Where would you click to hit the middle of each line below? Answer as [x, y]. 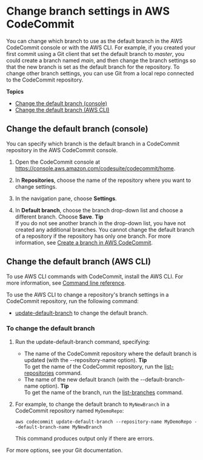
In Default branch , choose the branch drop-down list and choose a [99, 210]
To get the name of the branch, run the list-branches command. [104, 392]
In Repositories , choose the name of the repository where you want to [103, 180]
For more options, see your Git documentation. [65, 450]
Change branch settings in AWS [88, 11]
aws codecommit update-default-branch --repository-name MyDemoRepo [103, 422]
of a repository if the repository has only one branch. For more [93, 236]
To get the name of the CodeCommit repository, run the [93, 366]
